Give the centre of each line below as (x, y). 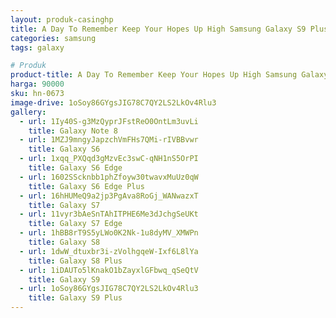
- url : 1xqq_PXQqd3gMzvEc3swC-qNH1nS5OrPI (109, 159)
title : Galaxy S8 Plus (75, 261)
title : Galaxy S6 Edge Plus (86, 186)
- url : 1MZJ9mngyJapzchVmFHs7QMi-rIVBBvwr (109, 140)
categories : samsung (53, 38)
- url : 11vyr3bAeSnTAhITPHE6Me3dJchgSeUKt (109, 214)
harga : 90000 (37, 84)
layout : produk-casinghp (62, 19)
